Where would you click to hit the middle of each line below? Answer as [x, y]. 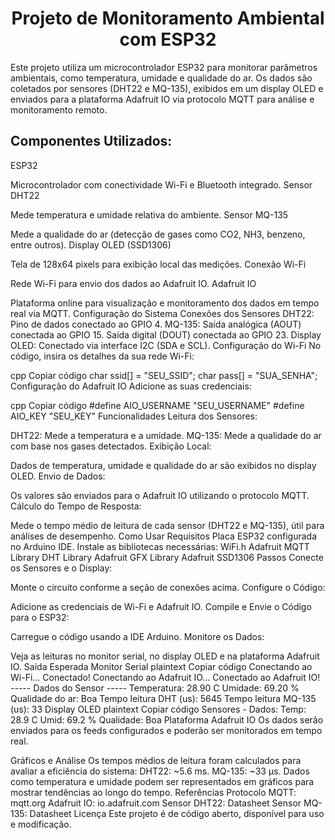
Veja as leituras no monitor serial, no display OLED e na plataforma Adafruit [165, 656]
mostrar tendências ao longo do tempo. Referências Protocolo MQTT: [153, 792]
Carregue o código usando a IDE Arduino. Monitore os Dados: [137, 636]
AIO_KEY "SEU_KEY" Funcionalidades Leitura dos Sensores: [134, 416]
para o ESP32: [40, 617]
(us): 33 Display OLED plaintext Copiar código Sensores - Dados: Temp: [158, 709]
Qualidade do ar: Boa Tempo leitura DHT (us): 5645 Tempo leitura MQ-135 [163, 698]
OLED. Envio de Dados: [58, 476]
